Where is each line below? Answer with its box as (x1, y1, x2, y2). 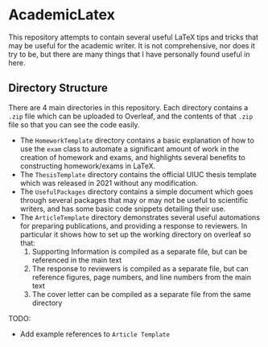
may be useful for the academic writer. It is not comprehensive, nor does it (8, 40, 256, 50)
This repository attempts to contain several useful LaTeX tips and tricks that (8, 32, 259, 42)
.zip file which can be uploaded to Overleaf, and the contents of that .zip (8, 111, 254, 121)
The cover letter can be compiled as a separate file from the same (31, 289, 251, 299)
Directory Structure (8, 81, 109, 95)
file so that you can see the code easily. (8, 119, 140, 130)
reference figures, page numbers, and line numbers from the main (31, 272, 252, 282)
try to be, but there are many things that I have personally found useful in (8, 49, 250, 59)
